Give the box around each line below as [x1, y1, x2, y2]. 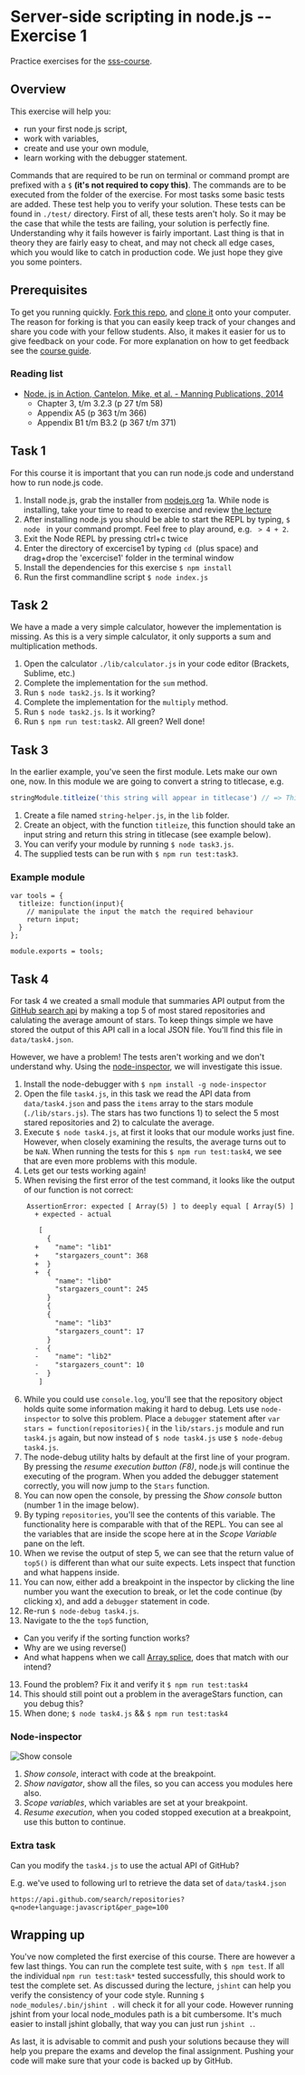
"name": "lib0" [54, 1277, 112, 1286]
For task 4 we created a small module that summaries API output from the [10, 996, 285, 1007]
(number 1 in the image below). [23, 1499, 139, 1510]
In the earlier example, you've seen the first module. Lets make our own [10, 767, 278, 778]
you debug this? [23, 1697, 84, 1708]
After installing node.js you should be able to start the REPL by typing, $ [23, 513, 291, 524]
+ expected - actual [33, 1210, 112, 1219]
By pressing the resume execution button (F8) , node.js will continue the [23, 1460, 291, 1472]
